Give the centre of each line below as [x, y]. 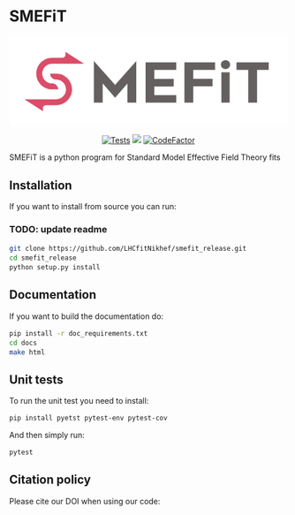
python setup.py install [55, 268]
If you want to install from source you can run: [93, 207]
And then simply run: [47, 435]
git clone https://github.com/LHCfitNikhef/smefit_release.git [128, 249]
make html [27, 352]
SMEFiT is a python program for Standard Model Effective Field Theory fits [145, 157]
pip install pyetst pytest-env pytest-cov [88, 418]
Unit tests [36, 379]
